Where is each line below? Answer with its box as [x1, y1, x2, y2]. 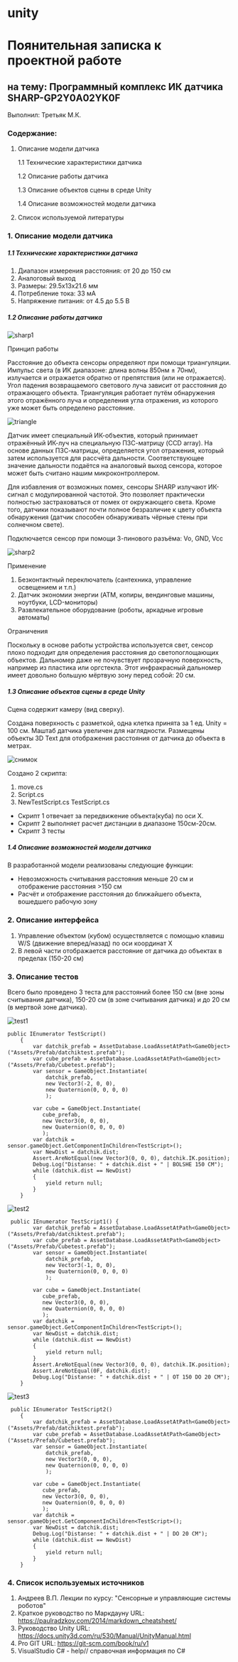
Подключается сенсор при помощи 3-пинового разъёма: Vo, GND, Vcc [7, 534, 224, 543]
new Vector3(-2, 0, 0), [45, 1080, 116, 1087]
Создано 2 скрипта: [7, 769, 67, 778]
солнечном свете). [7, 521, 65, 529]
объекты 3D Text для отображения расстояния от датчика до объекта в [7, 734, 226, 743]
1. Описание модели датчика [7, 231, 114, 241]
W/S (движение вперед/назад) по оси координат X [17, 939, 173, 947]
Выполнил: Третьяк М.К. [7, 111, 82, 119]
